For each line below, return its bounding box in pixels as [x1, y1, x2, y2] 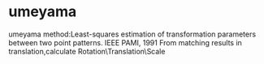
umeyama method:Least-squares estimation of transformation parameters [8, 29, 257, 39]
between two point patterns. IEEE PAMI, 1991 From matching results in [8, 37, 242, 47]
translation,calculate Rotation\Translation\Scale [8, 46, 166, 56]
